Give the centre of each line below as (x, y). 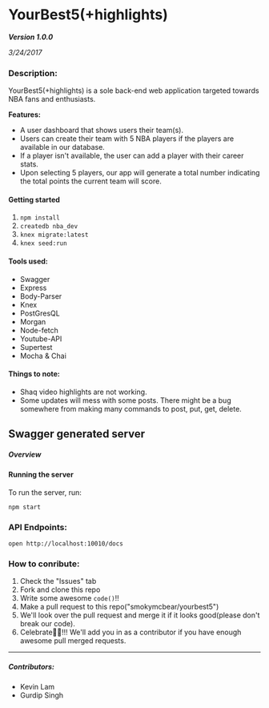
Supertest (36, 347)
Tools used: (28, 261)
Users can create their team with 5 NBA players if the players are (127, 139)
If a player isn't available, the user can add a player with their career (132, 156)
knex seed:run (43, 243)
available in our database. (62, 147)
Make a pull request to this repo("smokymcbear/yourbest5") (119, 607)
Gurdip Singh (42, 695)
